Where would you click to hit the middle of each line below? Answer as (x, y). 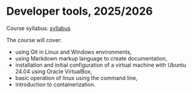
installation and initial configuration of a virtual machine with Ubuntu (101, 65)
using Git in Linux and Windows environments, (73, 52)
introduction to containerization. (55, 84)
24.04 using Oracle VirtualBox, (54, 71)
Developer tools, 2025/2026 (80, 11)
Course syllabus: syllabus (39, 28)
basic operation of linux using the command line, (76, 78)
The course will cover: (34, 40)
